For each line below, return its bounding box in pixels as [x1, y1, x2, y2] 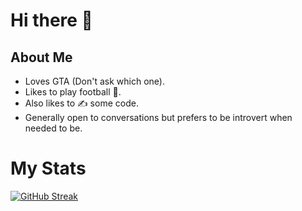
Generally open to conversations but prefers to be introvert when [24, 112, 293, 123]
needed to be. [24, 122, 83, 134]
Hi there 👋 [10, 9, 93, 32]
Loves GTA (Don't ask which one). [24, 75, 166, 87]
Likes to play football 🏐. [24, 86, 122, 98]
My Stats [10, 157, 87, 180]
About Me [10, 49, 73, 66]
